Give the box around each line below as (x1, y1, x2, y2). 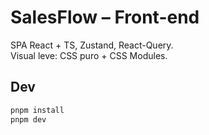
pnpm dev (10, 114, 47, 125)
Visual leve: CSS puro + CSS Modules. (10, 49, 168, 61)
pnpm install (10, 105, 65, 115)
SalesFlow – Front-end (10, 6, 200, 29)
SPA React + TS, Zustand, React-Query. (10, 39, 174, 51)
